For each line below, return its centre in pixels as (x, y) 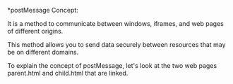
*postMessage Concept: (43, 10)
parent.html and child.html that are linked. (68, 73)
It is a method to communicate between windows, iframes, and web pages (115, 23)
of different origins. (35, 31)
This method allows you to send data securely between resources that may (116, 44)
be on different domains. (43, 52)
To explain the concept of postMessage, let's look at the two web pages (112, 65)
